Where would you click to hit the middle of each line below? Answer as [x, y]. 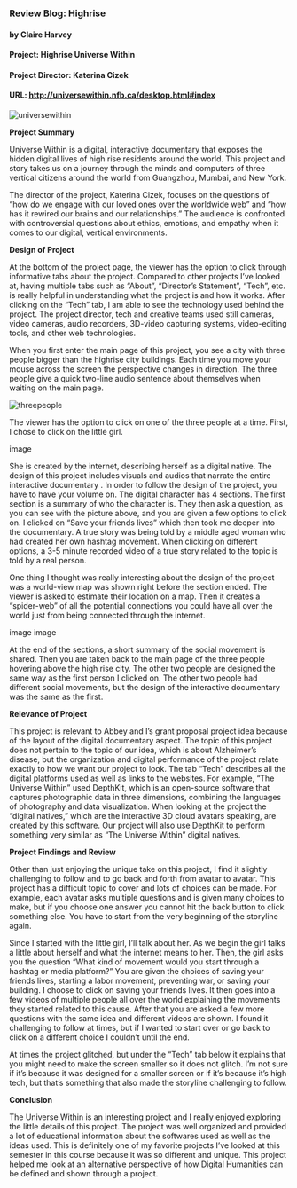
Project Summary [42, 132]
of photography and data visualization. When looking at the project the [138, 806]
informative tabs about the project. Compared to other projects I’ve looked [145, 276]
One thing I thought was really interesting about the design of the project [142, 577]
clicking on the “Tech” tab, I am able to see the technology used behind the [146, 304]
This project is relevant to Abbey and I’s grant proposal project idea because [148, 731]
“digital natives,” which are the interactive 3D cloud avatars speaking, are [143, 815]
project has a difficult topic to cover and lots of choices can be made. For [143, 888]
